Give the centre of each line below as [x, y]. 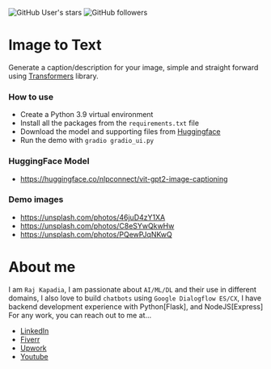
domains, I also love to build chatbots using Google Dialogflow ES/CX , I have [135, 298]
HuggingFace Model [49, 161]
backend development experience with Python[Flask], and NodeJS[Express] [136, 306]
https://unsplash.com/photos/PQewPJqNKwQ [96, 234]
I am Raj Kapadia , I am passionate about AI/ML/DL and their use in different [133, 289]
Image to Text [55, 45]
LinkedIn [34, 330]
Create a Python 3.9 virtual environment [87, 115]
